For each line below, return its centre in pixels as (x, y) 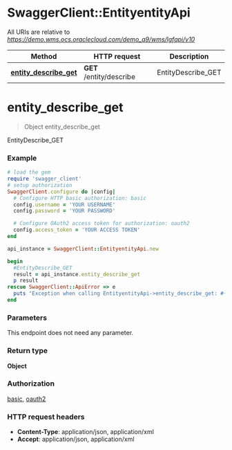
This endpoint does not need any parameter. (70, 333)
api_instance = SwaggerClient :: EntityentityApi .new (83, 249)
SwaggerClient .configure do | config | (61, 192)
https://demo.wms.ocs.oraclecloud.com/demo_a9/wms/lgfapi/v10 (101, 39)
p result (26, 281)
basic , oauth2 (27, 399)
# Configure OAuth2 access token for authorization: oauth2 (101, 224)
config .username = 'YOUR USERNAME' (65, 205)
